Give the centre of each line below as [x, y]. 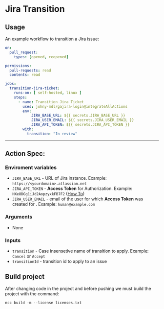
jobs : [10, 84]
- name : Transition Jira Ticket [51, 102]
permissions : [18, 66]
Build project [25, 277]
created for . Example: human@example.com [53, 204]
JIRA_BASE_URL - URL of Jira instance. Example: [59, 178]
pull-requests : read [30, 70]
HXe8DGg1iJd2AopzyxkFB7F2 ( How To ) [48, 194]
